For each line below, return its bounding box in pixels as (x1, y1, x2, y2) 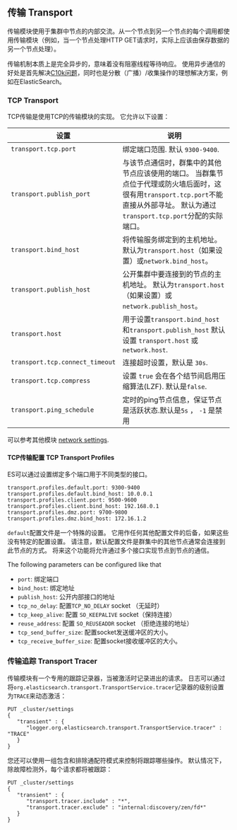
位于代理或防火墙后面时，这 (129, 179, 222, 189)
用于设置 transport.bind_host (122, 314, 220, 324)
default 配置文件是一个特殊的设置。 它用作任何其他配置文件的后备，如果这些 (7, 529, 229, 537)
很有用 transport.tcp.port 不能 (122, 190, 224, 200)
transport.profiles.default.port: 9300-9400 (7, 484, 140, 492)
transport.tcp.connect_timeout (11, 358, 116, 367)
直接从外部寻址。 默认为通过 (122, 200, 217, 210)
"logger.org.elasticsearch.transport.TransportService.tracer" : (25, 724, 222, 731)
